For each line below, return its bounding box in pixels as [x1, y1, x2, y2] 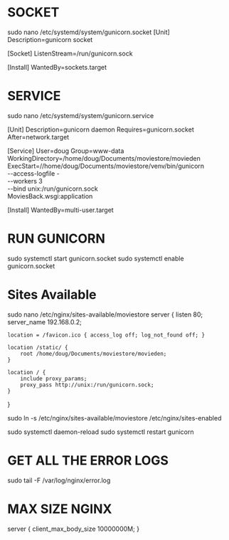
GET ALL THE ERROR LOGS [7, 452, 169, 468]
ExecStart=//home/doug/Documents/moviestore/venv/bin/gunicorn [7, 162, 205, 170]
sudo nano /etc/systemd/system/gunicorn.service [7, 111, 154, 120]
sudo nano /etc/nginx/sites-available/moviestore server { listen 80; [7, 310, 203, 319]
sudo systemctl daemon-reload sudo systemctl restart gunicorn [7, 428, 194, 436]
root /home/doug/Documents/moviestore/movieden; [20, 350, 167, 357]
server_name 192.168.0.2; [7, 317, 82, 326]
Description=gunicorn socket [7, 35, 93, 43]
